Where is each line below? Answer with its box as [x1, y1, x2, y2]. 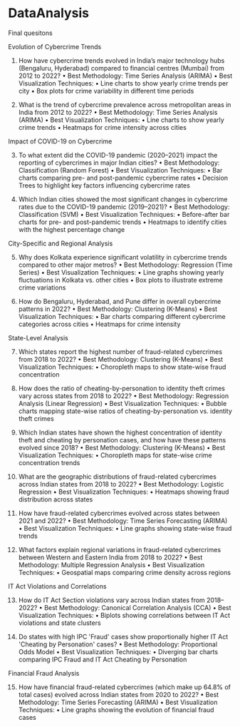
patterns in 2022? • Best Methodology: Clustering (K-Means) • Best [18, 305, 218, 313]
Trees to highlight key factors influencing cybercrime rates [18, 181, 191, 190]
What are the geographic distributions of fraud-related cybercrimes [18, 472, 216, 481]
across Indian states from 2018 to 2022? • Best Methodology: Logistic [18, 479, 224, 488]
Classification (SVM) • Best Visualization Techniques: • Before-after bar [18, 210, 230, 218]
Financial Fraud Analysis [8, 668, 80, 677]
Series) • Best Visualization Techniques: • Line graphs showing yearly [18, 268, 224, 276]
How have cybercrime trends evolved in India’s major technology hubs [18, 56, 225, 65]
